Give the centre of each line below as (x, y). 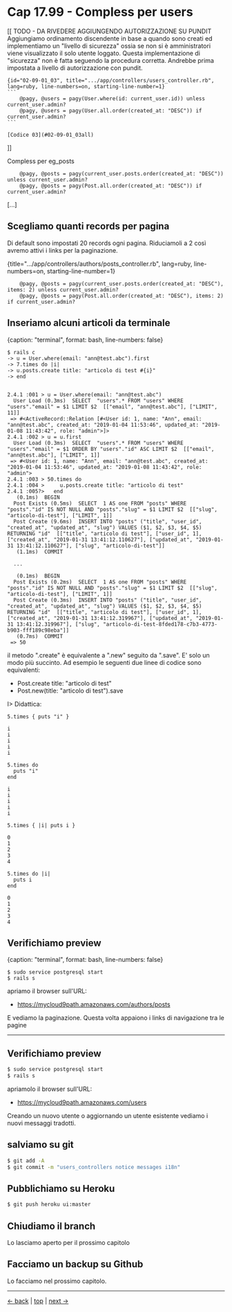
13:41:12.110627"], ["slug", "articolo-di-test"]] (91, 546)
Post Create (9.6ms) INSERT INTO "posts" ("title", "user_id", (108, 521)
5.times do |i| (29, 874)
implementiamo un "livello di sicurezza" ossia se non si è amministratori (109, 46)
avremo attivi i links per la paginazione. (63, 250)
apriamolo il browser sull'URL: (50, 1089)
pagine (17, 1025)
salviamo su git (40, 1145)
